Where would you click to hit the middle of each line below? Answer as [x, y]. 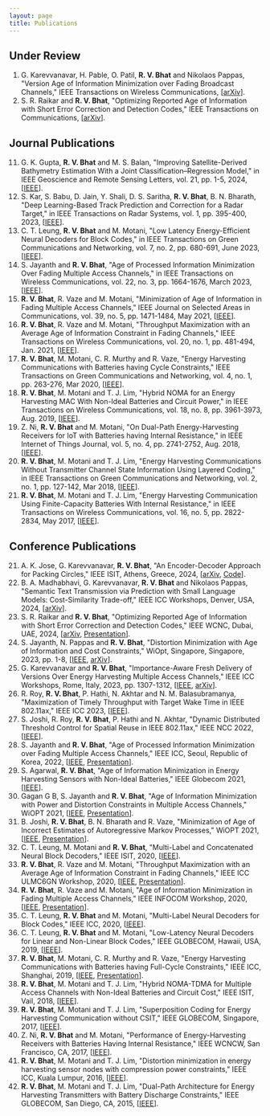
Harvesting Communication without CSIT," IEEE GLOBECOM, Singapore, [140, 1018]
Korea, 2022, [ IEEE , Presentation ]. [77, 762]
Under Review [45, 56]
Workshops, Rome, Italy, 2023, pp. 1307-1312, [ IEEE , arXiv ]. [119, 685]
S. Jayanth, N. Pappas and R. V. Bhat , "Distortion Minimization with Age [139, 642]
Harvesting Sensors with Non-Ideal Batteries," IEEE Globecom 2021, [133, 779]
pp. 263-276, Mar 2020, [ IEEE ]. [72, 384]
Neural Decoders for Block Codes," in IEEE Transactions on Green [130, 239]
